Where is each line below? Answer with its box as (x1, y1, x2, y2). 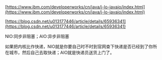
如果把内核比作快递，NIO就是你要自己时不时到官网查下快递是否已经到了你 (5, 44, 153, 49)
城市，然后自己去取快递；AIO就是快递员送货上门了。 (9, 50, 115, 55)
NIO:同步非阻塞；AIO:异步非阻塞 (5, 34, 69, 39)
